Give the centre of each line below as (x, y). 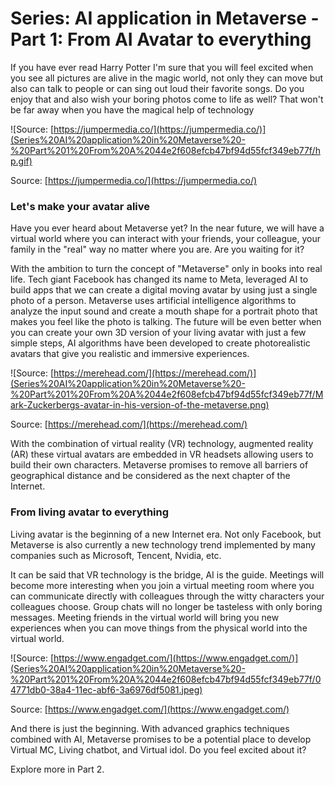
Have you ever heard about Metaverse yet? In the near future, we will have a (167, 228)
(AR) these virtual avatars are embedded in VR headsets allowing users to (162, 454)
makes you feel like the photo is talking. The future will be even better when (166, 322)
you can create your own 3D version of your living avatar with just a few (158, 333)
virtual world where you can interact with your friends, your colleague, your (165, 239)
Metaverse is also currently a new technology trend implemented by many (163, 544)
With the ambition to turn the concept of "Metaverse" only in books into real (166, 269)
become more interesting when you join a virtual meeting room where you (162, 585)
